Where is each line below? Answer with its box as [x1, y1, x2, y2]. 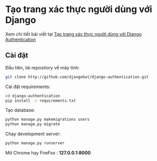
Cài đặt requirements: [5, 84, 51, 90]
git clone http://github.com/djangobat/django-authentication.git [5, 74, 149, 79]
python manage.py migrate [5, 122, 60, 127]
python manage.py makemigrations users [5, 117, 90, 122]
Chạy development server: [5, 131, 61, 137]
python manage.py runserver [5, 141, 65, 146]
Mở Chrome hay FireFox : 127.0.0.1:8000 [5, 150, 91, 155]
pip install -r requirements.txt [5, 98, 76, 103]
